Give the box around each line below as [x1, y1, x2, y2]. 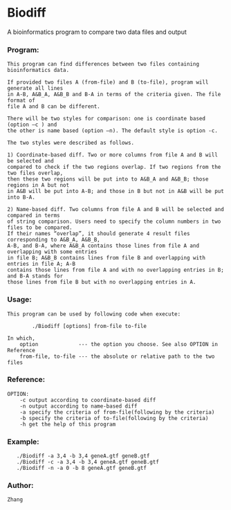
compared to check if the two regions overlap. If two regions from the [7, 164, 221, 171]
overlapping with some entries [7, 248, 98, 255]
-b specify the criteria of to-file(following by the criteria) [19, 415, 209, 421]
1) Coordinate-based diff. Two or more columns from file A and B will [7, 152, 218, 158]
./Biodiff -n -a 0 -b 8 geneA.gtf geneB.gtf [16, 465, 147, 472]
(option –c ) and [7, 121, 57, 129]
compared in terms [7, 212, 60, 219]
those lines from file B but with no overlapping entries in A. [7, 279, 196, 286]
